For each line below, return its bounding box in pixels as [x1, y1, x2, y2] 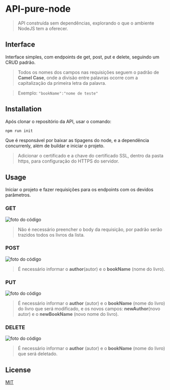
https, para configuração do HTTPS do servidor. [17, 158, 119, 164]
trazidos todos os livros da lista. [17, 232, 85, 238]
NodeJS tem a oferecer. [17, 25, 68, 31]
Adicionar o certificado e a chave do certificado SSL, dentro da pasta [17, 153, 164, 159]
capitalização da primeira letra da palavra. [17, 80, 106, 86]
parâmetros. [5, 192, 31, 198]
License [5, 365, 31, 374]
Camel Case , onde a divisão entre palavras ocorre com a [17, 75, 138, 81]
